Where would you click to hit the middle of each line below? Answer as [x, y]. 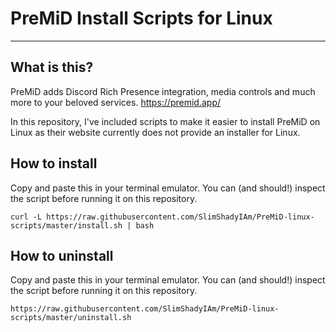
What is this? [52, 67]
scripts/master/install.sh [66, 225]
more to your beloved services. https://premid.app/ [115, 102]
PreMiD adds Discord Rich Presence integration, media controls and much [163, 91]
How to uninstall [62, 255]
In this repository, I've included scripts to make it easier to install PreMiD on [165, 121]
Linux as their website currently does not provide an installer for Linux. [155, 132]
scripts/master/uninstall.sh [71, 318]
